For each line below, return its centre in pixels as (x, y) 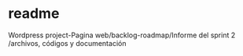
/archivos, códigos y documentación (67, 43)
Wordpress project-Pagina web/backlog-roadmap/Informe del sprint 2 (122, 35)
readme (34, 14)
